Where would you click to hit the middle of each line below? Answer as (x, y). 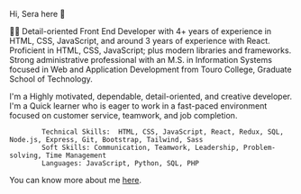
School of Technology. (51, 79)
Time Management (76, 155)
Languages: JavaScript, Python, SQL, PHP (121, 163)
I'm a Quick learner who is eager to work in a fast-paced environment (138, 106)
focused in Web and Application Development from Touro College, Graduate (150, 69)
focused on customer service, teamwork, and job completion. (123, 115)
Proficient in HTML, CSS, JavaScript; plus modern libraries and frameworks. (150, 50)
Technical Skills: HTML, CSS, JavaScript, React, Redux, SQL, (163, 132)
